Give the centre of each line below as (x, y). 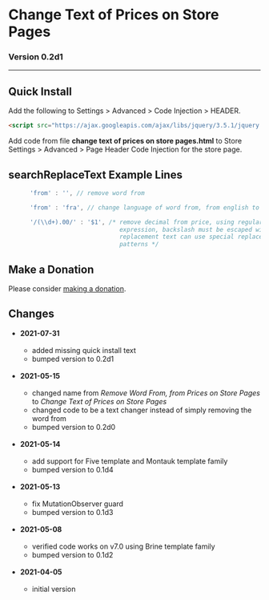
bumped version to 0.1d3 (72, 512)
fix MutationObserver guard (78, 504)
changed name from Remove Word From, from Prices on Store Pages (146, 393)
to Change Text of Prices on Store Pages (99, 401)
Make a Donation (51, 269)
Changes (31, 314)
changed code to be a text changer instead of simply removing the (142, 410)
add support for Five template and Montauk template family (130, 461)
